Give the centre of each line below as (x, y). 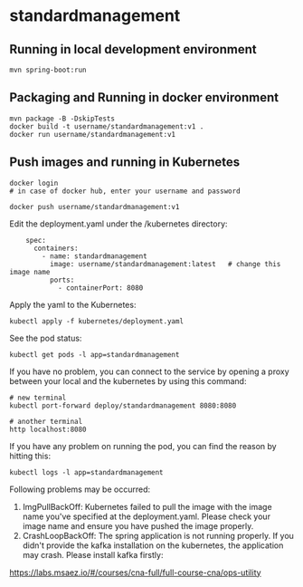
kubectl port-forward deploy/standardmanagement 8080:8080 (123, 405)
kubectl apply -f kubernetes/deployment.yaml (96, 321)
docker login (34, 183)
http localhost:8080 (48, 429)
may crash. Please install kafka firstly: (93, 554)
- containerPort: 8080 (100, 288)
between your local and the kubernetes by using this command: (128, 380)
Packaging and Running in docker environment (144, 97)
